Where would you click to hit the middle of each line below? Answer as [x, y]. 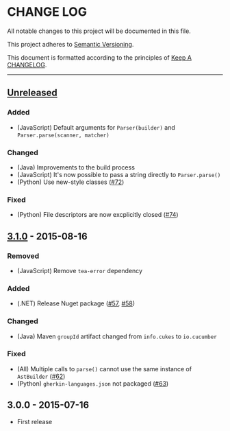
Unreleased [33, 93]
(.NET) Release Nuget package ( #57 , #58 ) [76, 303]
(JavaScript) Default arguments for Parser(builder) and [96, 127]
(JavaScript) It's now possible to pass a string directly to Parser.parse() [119, 174]
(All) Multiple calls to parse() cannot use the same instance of [104, 369]
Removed [23, 256]
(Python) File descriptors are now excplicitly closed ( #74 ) [98, 215]
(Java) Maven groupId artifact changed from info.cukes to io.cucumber [117, 336]
